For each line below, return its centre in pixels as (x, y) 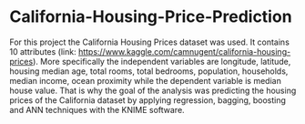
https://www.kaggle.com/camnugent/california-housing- (184, 51)
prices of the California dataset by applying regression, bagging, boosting (148, 100)
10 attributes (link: (43, 51)
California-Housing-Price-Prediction (151, 17)
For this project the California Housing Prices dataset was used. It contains (149, 42)
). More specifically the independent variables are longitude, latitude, (162, 61)
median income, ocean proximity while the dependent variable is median (146, 80)
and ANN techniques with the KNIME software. (97, 109)
